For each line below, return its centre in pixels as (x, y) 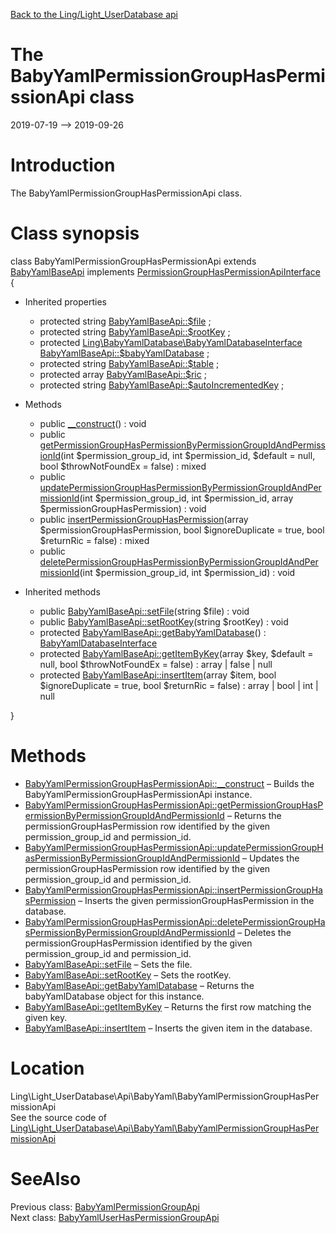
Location (47, 1068)
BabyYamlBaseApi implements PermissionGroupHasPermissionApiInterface (165, 271)
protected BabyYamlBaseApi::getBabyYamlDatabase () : (153, 632)
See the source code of (59, 1117)
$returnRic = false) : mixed (94, 540)
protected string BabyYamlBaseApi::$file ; (125, 321)
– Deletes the (264, 932)
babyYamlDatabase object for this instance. (114, 996)
